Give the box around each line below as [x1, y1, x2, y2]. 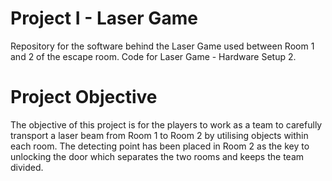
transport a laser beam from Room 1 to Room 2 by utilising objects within [10, 129, 309, 141]
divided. [10, 161, 44, 173]
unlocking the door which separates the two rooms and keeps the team [10, 150, 305, 162]
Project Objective [10, 86, 158, 109]
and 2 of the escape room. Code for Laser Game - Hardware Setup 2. [10, 50, 297, 62]
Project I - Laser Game [10, 7, 198, 30]
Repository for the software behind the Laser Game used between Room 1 [10, 40, 315, 52]
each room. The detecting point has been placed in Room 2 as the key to [10, 140, 310, 152]
